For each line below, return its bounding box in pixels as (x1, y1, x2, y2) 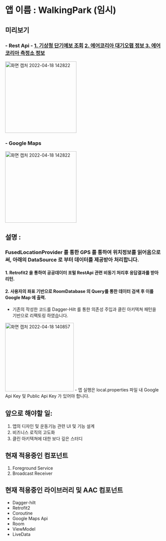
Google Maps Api (12, 515, 48, 521)
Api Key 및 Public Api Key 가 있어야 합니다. (5, 393, 90, 399)
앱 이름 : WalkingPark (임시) (5, 4, 116, 16)
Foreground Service (12, 465, 54, 471)
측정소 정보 (20, 49, 46, 56)
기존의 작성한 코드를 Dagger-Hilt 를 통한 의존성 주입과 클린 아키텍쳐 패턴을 (12, 306, 157, 312)
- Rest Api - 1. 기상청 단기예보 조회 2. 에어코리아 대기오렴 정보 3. (5, 42, 150, 49)
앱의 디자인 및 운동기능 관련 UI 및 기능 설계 (12, 423, 95, 429)
